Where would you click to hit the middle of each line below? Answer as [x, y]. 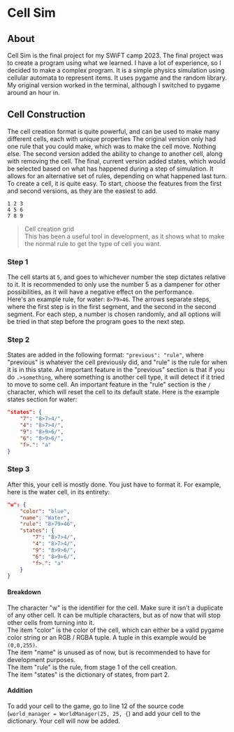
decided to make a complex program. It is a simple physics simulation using [116, 70]
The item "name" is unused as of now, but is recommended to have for [109, 652]
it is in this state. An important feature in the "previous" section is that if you [116, 370]
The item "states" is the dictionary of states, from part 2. [88, 674]
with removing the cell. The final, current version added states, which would [116, 161]
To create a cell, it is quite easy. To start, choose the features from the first [115, 183]
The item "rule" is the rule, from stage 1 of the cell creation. [92, 667]
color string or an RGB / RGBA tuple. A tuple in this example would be [107, 637]
